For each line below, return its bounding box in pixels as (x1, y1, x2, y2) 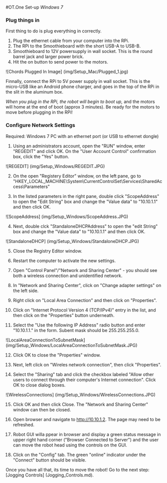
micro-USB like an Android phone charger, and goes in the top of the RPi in (5, 83, 160, 89)
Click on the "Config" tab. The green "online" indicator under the (12, 451, 146, 457)
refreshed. (12, 421, 34, 427)
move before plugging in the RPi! (5, 109, 73, 115)
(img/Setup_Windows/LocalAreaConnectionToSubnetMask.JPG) (5, 342, 138, 348)
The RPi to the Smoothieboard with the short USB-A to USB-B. (12, 43, 141, 49)
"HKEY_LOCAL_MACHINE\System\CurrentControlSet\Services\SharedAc (12, 178, 163, 184)
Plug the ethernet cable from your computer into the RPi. (12, 37, 129, 44)
